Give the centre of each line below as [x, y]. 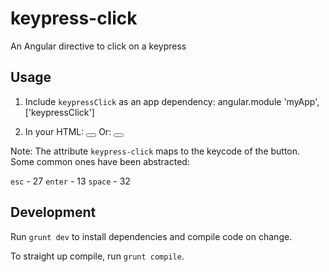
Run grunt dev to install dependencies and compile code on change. [151, 236]
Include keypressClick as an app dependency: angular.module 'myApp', [172, 101]
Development [53, 212]
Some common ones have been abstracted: [100, 161]
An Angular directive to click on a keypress [98, 46]
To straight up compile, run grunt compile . [97, 256]
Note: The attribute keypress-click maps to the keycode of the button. [155, 151]
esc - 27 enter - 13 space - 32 [70, 181]
